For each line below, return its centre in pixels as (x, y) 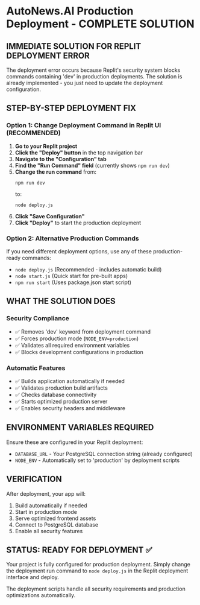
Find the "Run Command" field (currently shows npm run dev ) (92, 165)
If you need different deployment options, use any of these (79, 251)
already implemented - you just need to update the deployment (85, 83)
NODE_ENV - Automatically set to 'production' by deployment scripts (97, 460)
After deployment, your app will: (46, 493)
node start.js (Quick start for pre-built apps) (71, 276)
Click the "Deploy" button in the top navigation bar (79, 153)
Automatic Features (36, 368)
